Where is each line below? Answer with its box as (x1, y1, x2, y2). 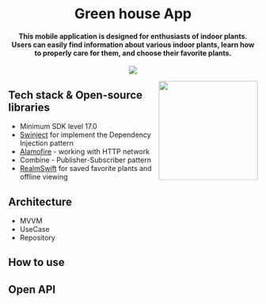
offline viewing (19, 172, 69, 182)
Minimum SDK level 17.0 (19, 122, 97, 131)
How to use (8, 256, 65, 269)
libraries (8, 101, 50, 114)
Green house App (74, 5, 192, 23)
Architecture (8, 195, 73, 208)
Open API (8, 283, 56, 296)
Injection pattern (19, 139, 74, 148)
